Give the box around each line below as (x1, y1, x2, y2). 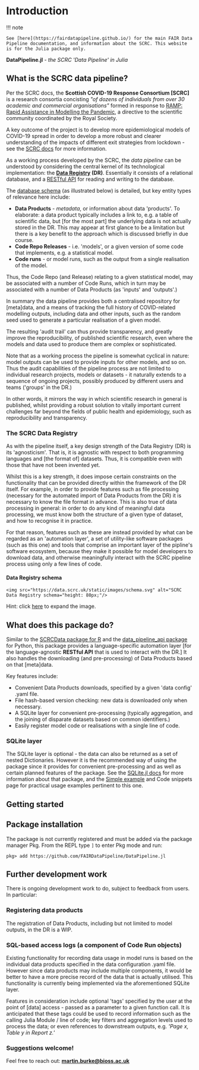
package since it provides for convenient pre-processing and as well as (6, 763, 181, 770)
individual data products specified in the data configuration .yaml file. (6, 961, 176, 968)
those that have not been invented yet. (6, 462, 100, 469)
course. (14, 236, 34, 243)
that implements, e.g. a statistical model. (14, 249, 114, 256)
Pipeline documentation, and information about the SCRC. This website (6, 40, 187, 46)
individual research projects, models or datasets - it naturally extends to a (6, 371, 187, 378)
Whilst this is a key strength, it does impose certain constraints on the (6, 473, 176, 480)
